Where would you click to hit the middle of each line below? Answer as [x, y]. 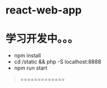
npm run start [31, 68]
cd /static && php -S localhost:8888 [58, 62]
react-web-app [44, 10]
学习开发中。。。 [42, 39]
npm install [27, 56]
